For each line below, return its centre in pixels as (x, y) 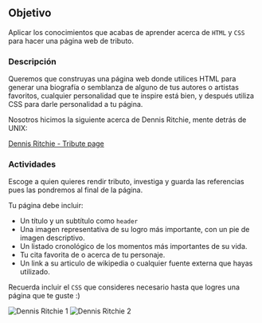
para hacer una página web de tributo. (71, 41)
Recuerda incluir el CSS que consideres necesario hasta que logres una (124, 287)
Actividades (32, 164)
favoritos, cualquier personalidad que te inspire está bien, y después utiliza (131, 96)
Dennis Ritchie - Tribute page (57, 144)
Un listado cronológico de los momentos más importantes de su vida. (133, 246)
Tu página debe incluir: (46, 206)
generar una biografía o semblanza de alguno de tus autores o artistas (123, 88)
